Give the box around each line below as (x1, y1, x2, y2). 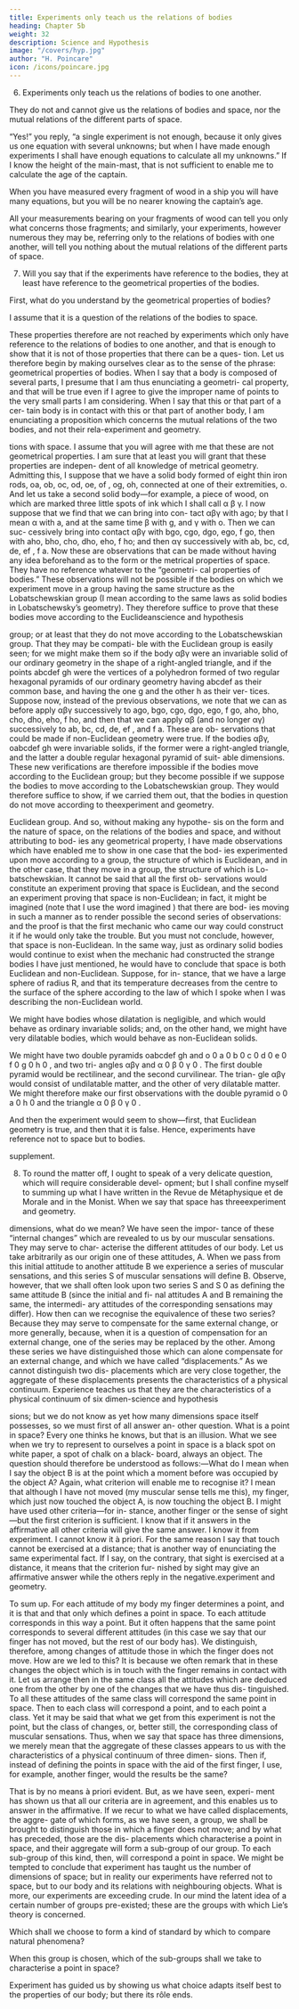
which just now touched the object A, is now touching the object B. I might (9, 1496, 282, 1507)
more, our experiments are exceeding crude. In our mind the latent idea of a (9, 1890, 287, 1900)
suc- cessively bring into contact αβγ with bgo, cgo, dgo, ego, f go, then (9, 527, 276, 537)
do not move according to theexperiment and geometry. (9, 799, 214, 810)
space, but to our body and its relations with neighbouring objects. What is (9, 1881, 283, 1891)
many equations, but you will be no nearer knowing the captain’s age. (9, 195, 263, 206)
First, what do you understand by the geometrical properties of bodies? (9, 295, 271, 306)
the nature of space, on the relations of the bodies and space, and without (9, 826, 281, 837)
